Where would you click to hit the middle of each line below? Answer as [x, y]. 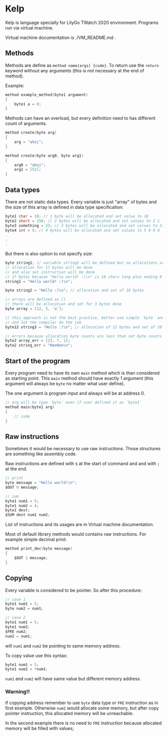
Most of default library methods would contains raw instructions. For [76, 534]
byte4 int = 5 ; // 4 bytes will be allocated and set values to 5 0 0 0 [82, 230]
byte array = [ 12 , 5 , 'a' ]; [34, 309]
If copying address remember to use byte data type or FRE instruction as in [82, 703]
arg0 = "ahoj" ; [30, 165]
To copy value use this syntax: [36, 656]
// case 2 [15, 618]
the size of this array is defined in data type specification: [64, 207]
